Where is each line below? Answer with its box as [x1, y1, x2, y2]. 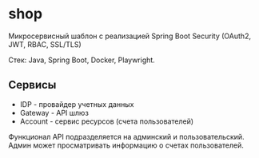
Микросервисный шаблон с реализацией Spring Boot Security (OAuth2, [8, 31, 252, 41]
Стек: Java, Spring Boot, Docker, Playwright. [8, 55, 156, 65]
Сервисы [8, 78, 57, 92]
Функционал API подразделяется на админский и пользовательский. [8, 132, 245, 141]
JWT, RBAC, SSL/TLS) [8, 39, 82, 49]
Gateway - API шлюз [19, 108, 90, 117]
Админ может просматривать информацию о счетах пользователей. [8, 140, 244, 150]
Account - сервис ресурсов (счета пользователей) [19, 117, 194, 126]
